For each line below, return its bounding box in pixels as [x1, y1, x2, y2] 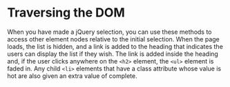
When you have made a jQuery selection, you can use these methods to [7, 28, 212, 36]
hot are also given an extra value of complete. [7, 71, 137, 80]
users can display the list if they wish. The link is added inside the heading [7, 50, 219, 58]
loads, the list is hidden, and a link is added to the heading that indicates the [7, 42, 223, 50]
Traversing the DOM [7, 5, 126, 21]
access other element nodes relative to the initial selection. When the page [7, 35, 220, 43]
